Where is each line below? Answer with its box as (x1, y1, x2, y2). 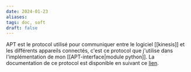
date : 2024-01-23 (6, 8, 48, 15)
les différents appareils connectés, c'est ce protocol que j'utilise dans (6, 47, 173, 54)
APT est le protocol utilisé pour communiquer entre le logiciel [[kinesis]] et (6, 41, 185, 48)
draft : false (6, 25, 38, 31)
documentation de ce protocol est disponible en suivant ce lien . (6, 60, 159, 67)
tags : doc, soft (6, 19, 46, 25)
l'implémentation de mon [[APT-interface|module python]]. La (6, 53, 155, 60)
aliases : (6, 14, 27, 20)
